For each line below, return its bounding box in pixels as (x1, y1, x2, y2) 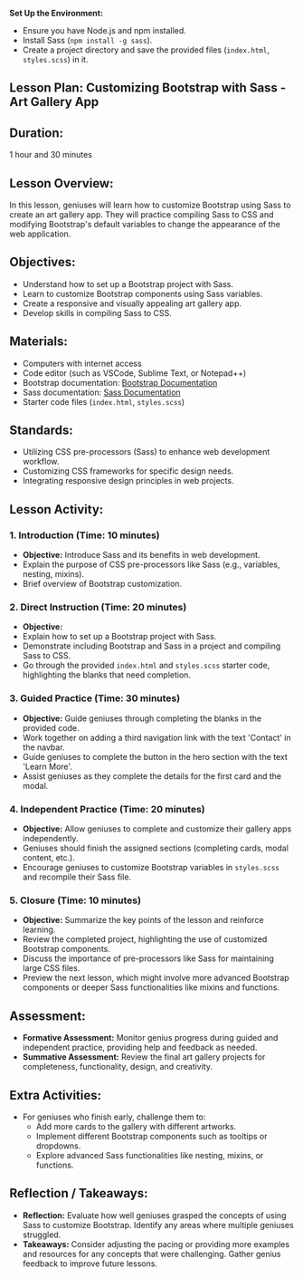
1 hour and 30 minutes (9, 149, 93, 160)
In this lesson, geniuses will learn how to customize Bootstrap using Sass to (9, 199, 291, 211)
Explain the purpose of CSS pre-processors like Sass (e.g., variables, (22, 559, 280, 570)
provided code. (22, 722, 80, 733)
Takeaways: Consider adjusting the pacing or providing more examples (22, 1238, 290, 1249)
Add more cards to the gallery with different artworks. (35, 1120, 237, 1131)
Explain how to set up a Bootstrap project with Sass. (22, 631, 217, 642)
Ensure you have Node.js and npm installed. (22, 25, 187, 35)
